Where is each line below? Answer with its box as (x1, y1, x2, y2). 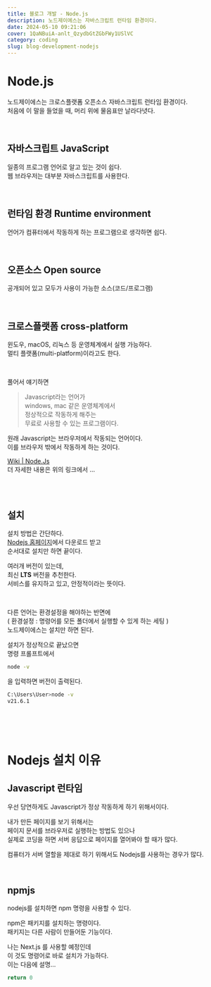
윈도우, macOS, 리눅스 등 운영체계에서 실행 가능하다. (7, 340, 153, 349)
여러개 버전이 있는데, (7, 561, 64, 570)
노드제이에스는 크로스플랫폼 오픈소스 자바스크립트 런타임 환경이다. (7, 97, 188, 106)
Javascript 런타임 (7, 783, 83, 795)
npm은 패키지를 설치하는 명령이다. (7, 919, 101, 927)
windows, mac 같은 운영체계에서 (24, 402, 116, 410)
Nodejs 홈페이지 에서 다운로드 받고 (7, 538, 101, 546)
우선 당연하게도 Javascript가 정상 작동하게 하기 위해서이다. (7, 802, 169, 811)
